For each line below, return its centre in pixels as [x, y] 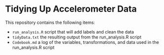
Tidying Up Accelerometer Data [71, 9]
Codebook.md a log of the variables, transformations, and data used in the [85, 42]
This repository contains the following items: [50, 22]
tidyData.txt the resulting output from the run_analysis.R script [77, 37]
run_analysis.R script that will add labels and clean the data [73, 32]
